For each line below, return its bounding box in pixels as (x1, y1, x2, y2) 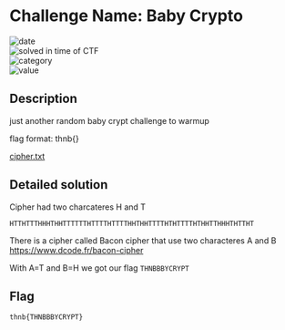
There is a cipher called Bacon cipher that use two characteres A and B (9, 234, 277, 246)
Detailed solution (9, 177, 108, 192)
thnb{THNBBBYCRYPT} (9, 313, 84, 322)
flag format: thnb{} (9, 133, 79, 144)
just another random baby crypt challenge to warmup (9, 115, 209, 126)
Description (9, 91, 77, 107)
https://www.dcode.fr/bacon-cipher (9, 244, 144, 255)
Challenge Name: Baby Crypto (9, 5, 244, 26)
